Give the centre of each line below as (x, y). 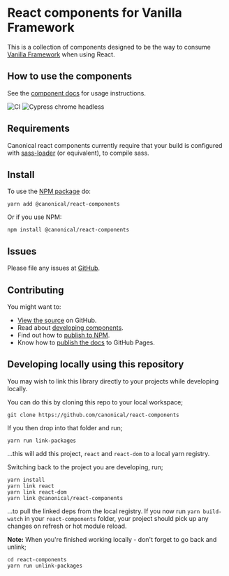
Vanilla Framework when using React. (61, 54)
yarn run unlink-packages (45, 566)
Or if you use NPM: (35, 217)
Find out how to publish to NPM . (64, 335)
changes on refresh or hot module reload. (67, 526)
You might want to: (34, 307)
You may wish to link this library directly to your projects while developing (113, 381)
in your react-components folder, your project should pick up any (116, 518)
